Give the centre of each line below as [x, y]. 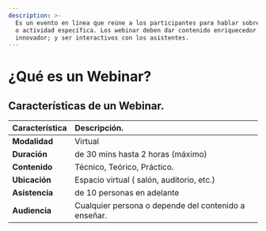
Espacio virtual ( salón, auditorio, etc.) [145, 180]
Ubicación [32, 180]
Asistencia [33, 193]
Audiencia [32, 210]
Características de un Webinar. [86, 106]
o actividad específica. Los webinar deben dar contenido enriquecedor [136, 30]
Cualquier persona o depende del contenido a [160, 206]
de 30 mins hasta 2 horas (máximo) [141, 154]
